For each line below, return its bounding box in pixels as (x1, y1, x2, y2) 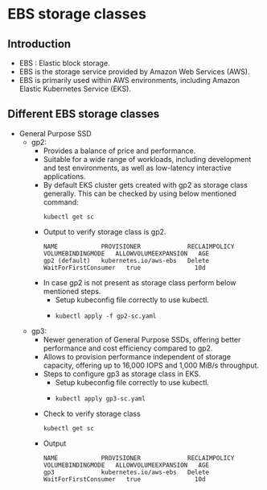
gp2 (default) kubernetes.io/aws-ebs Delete (43, 256, 210, 264)
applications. (43, 171, 86, 181)
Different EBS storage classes (7, 107, 160, 121)
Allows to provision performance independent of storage (43, 351, 231, 361)
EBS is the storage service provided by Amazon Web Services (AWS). (18, 67, 250, 77)
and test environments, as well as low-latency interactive (43, 163, 232, 172)
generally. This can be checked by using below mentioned (43, 189, 236, 198)
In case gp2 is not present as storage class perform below (43, 277, 236, 287)
